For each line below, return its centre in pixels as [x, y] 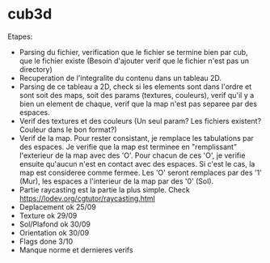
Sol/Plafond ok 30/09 [55, 224]
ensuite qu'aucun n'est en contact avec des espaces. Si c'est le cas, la [137, 163]
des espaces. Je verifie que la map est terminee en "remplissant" [128, 146]
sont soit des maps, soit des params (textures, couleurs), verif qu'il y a [137, 95]
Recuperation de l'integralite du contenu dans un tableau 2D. [120, 78]
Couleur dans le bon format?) [68, 129]
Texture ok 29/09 [48, 215]
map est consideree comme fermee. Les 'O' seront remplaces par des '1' [140, 172]
